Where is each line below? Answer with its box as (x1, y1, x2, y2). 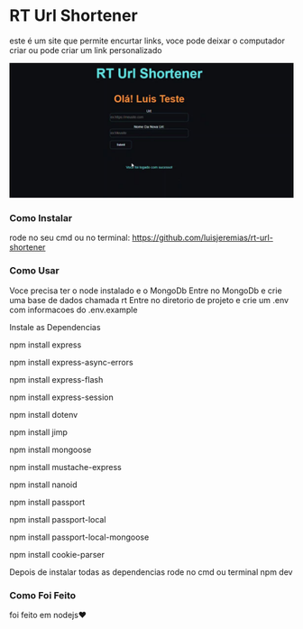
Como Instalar (9, 212, 73, 225)
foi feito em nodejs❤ (9, 610, 87, 621)
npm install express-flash (9, 374, 104, 384)
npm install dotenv (9, 409, 78, 420)
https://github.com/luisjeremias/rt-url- (132, 232, 273, 244)
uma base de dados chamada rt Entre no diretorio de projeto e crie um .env (9, 294, 289, 305)
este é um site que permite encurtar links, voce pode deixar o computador (9, 35, 286, 46)
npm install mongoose (9, 444, 92, 455)
